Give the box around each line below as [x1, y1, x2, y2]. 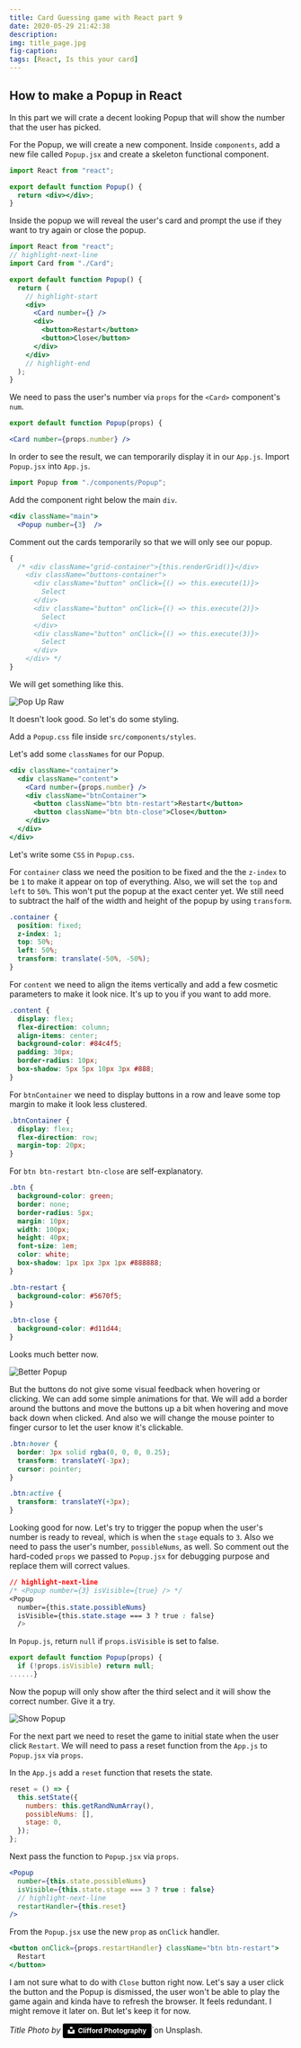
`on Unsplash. [151, 2025, 203, 2035]
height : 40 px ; [17, 1233, 70, 1242]
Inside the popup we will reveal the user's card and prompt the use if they [9, 215, 282, 226]
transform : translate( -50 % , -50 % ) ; [17, 954, 151, 963]
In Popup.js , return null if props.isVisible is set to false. [9, 1636, 219, 1647]
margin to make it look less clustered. [9, 1098, 148, 1109]
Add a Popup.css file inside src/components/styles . [9, 730, 197, 742]
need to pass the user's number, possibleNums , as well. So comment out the [9, 1542, 289, 1552]
